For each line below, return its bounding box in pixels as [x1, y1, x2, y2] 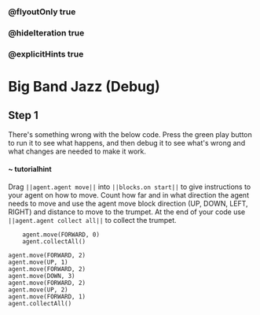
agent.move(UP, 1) [8, 258, 68, 266]
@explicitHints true [8, 48, 84, 59]
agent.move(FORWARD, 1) [8, 292, 86, 301]
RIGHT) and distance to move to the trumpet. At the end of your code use [8, 207, 246, 217]
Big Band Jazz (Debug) [8, 77, 161, 95]
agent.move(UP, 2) [8, 286, 68, 294]
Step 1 [8, 109, 39, 122]
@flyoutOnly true [8, 6, 76, 17]
